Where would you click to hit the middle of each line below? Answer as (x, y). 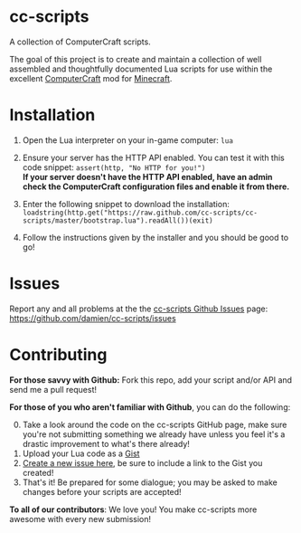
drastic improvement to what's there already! (106, 443)
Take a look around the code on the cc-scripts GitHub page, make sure (155, 424)
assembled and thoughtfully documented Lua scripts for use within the (141, 69)
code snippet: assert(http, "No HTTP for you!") (114, 167)
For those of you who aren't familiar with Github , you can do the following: (150, 407)
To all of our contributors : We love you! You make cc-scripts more (133, 509)
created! (38, 472)
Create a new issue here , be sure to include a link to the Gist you (142, 462)
